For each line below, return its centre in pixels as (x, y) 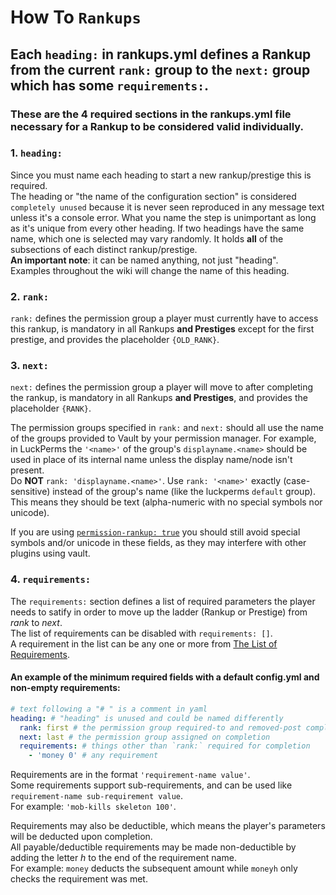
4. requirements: (51, 579)
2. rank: (30, 296)
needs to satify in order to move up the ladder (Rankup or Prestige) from (159, 612)
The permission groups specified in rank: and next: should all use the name (167, 428)
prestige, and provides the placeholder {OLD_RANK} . (115, 340)
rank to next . (36, 622)
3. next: (29, 366)
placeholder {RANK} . (51, 408)
